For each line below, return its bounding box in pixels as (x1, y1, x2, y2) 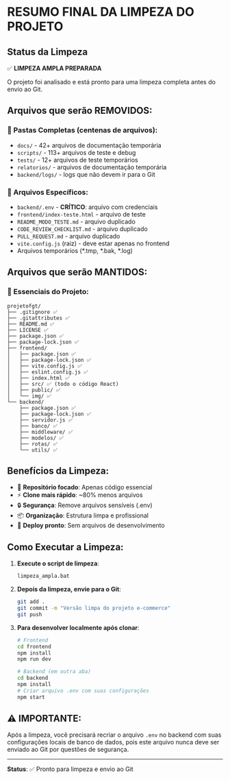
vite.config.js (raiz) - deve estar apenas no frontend (16, 239, 170, 247)
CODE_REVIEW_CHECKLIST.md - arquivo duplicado (16, 224, 149, 233)
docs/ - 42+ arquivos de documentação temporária (16, 141, 162, 149)
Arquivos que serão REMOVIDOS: (7, 105, 153, 117)
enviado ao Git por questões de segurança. (7, 745, 129, 754)
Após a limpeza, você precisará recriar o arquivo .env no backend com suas (7, 731, 222, 739)
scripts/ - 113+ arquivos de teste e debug (16, 148, 136, 156)
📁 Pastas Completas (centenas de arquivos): (7, 125, 158, 135)
